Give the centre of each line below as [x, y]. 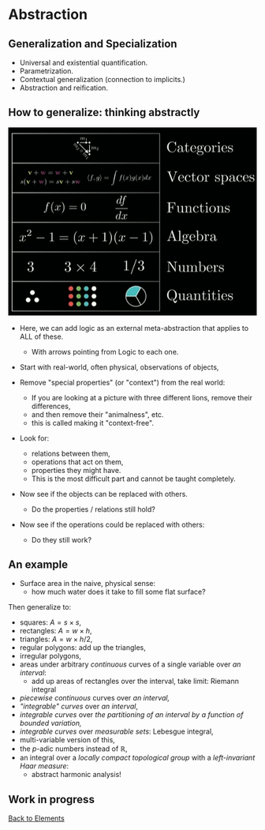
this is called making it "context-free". [92, 423]
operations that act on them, [77, 462]
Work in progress [51, 799]
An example [38, 565]
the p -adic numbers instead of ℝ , [73, 749]
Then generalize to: [40, 607]
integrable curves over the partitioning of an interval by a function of [131, 715]
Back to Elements [36, 818]
